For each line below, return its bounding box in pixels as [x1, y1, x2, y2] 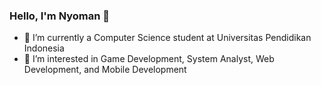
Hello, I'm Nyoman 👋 [9, 9, 111, 23]
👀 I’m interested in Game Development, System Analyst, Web [23, 53, 275, 65]
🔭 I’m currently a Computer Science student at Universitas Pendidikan [23, 32, 312, 44]
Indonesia [23, 42, 65, 54]
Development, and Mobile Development [23, 64, 187, 76]
